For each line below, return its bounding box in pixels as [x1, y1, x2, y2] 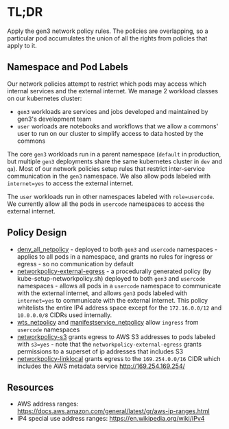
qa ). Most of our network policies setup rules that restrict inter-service [7, 164, 206, 172]
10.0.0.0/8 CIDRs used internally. [16, 310, 112, 319]
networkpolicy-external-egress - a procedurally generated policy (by [16, 267, 212, 275]
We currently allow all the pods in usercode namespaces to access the [7, 200, 205, 208]
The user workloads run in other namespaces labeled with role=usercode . [7, 192, 215, 200]
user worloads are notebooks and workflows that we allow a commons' [16, 121, 219, 130]
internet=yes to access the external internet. [7, 179, 134, 187]
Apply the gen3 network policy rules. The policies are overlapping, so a [7, 27, 208, 35]
